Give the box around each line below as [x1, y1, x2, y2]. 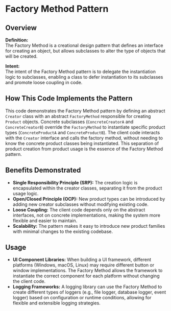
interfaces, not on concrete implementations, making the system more [12, 212, 161, 218]
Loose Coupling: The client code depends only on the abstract [12, 206, 145, 212]
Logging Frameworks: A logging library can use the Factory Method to [12, 284, 162, 290]
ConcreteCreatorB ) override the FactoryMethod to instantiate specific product [5, 124, 165, 130]
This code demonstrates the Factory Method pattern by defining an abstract [5, 108, 165, 114]
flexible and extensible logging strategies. [12, 300, 101, 306]
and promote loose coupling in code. [5, 80, 83, 85]
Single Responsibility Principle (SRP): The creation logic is [12, 179, 138, 185]
